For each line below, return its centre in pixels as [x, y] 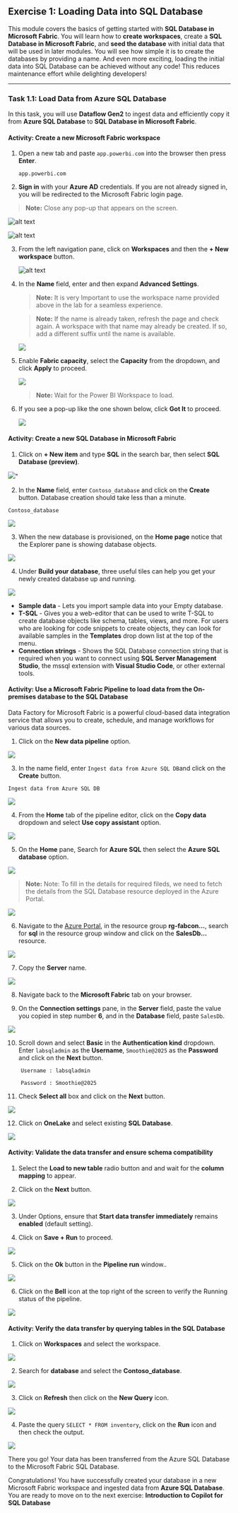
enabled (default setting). [55, 1223]
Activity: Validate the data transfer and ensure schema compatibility [111, 1152]
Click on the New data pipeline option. [75, 741]
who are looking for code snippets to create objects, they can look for [120, 628]
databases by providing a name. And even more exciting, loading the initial [116, 59]
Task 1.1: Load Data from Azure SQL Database [87, 98]
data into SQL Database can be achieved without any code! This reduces [114, 66]
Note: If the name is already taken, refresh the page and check [127, 319]
